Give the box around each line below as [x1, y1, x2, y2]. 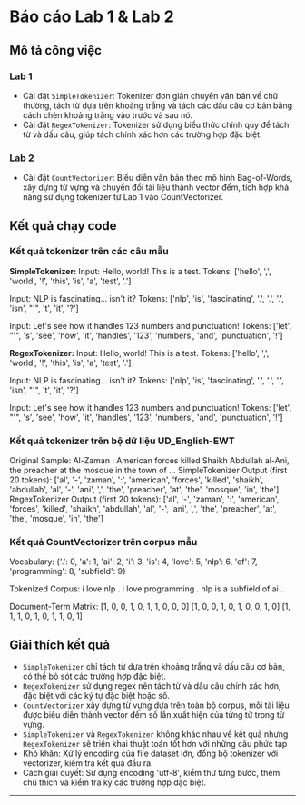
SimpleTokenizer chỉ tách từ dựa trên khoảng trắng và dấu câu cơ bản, [22, 661, 285, 672]
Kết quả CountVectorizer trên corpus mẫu [9, 536, 198, 549]
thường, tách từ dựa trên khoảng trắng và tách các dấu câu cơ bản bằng [22, 100, 293, 111]
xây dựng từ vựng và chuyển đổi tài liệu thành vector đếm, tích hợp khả [22, 182, 290, 193]
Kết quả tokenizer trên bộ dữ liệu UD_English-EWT [9, 434, 235, 447]
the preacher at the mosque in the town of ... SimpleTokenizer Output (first [9, 465, 288, 476]
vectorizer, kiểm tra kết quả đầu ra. [22, 758, 153, 769]
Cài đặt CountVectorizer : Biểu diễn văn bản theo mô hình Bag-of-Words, [22, 173, 293, 184]
